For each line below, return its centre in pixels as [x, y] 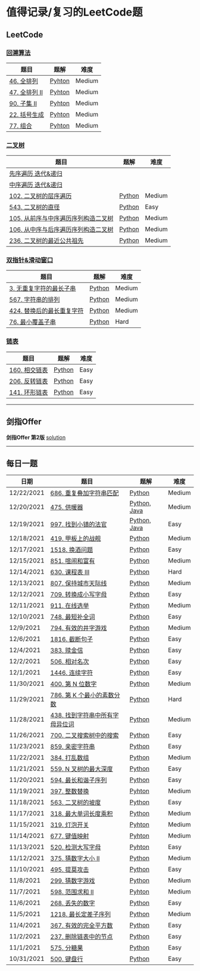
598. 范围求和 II [72, 892]
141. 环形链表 [29, 392]
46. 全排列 [24, 81]
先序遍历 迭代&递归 [36, 174]
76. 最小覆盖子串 [33, 322]
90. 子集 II [23, 103]
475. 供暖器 [67, 508]
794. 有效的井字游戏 [79, 628]
